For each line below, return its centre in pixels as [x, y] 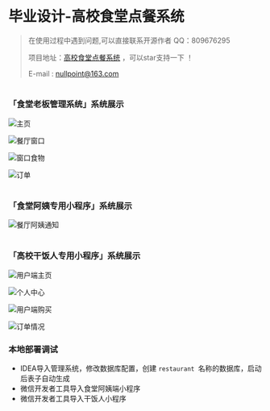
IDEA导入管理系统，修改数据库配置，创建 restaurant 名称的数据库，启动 [141, 368]
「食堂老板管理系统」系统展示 [66, 104]
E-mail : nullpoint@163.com [73, 73]
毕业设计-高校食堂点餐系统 [97, 17]
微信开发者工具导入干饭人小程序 [73, 398]
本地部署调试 [33, 349]
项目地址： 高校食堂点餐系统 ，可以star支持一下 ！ [110, 57]
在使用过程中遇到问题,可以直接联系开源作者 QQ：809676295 [129, 40]
